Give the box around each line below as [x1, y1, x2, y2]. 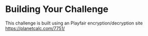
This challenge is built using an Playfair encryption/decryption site [5, 20, 143, 26]
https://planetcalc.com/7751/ [5, 25, 65, 31]
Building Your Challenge [5, 3, 109, 15]
